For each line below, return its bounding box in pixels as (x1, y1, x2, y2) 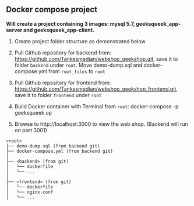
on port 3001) (14, 126, 48, 133)
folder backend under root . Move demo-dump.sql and (14, 61, 143, 68)
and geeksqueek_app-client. (23, 26, 95, 33)
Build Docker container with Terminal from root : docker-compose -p (14, 102, 179, 110)
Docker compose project (6, 5, 98, 15)
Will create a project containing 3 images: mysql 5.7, (6, 20, 135, 27)
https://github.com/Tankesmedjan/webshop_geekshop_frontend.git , (14, 85, 178, 92)
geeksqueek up (14, 109, 52, 116)
